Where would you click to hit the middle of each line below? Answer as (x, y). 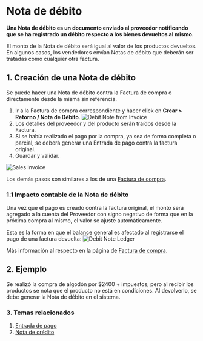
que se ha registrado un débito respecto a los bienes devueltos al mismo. (100, 34)
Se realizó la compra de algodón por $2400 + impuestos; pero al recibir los (100, 284)
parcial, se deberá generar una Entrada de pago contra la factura (96, 143)
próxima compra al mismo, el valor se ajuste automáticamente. (84, 221)
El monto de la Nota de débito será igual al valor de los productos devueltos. (101, 46)
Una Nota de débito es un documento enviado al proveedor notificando (97, 28)
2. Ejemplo (27, 269)
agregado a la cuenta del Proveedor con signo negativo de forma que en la (100, 214)
